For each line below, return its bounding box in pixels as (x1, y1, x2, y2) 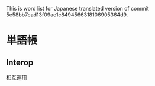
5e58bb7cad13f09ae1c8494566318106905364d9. (6, 11, 128, 18)
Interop (6, 57, 34, 67)
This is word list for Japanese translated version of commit (6, 5, 149, 12)
